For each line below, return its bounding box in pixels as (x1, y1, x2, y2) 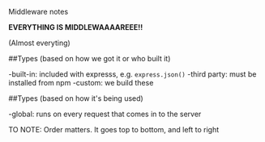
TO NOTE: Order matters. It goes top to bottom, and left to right (8, 125, 220, 134)
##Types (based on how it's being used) (8, 94, 143, 103)
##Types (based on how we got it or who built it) (8, 54, 171, 63)
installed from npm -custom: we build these (8, 78, 154, 87)
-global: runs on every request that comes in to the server (8, 109, 202, 119)
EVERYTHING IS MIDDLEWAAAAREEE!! (8, 23, 143, 31)
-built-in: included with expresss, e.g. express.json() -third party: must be (8, 69, 257, 79)
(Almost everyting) (8, 38, 71, 48)
